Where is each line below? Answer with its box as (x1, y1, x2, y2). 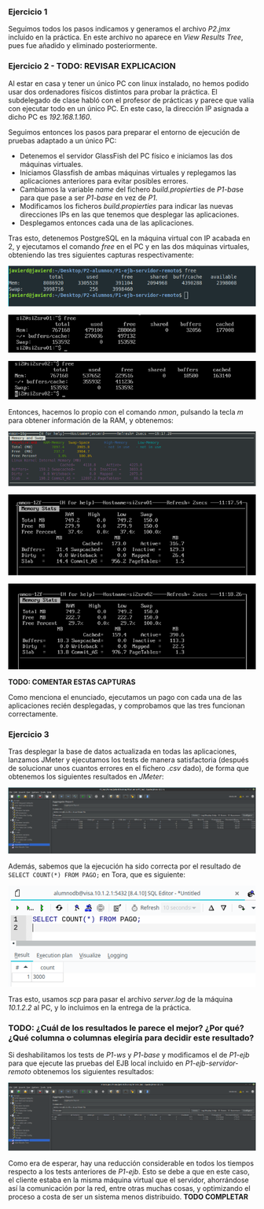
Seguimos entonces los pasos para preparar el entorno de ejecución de (8, 127, 240, 136)
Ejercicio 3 (8, 728, 49, 739)
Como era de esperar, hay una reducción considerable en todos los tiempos (8, 1158, 254, 1168)
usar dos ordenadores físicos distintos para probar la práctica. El (8, 87, 218, 96)
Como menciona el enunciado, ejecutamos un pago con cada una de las (8, 692, 242, 701)
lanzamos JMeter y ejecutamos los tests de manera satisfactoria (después (8, 755, 249, 764)
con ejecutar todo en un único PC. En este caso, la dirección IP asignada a (8, 103, 249, 113)
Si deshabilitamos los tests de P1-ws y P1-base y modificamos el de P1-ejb (8, 1051, 250, 1060)
